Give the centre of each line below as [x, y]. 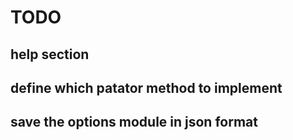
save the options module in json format [134, 122]
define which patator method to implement [146, 87]
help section [50, 54]
